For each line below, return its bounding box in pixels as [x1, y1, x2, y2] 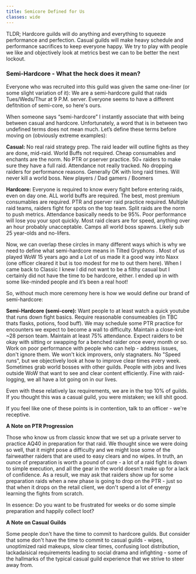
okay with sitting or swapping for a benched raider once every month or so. [6, 338, 188, 345]
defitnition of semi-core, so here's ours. [6, 102, 102, 109]
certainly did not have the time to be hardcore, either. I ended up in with [6, 272, 178, 279]
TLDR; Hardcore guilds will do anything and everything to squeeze [6, 30, 166, 37]
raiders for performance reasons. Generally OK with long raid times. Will [6, 168, 180, 175]
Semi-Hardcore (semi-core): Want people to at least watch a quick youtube [6, 307, 190, 314]
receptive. [6, 411, 30, 418]
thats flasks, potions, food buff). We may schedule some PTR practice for [6, 319, 183, 326]
